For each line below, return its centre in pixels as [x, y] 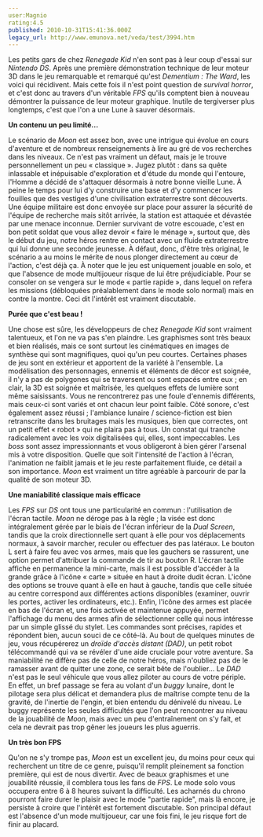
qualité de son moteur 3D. [50, 479]
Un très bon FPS [35, 743]
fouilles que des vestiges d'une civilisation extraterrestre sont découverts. [128, 199]
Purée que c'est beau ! [46, 314]
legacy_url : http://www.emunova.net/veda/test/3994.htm [101, 37]
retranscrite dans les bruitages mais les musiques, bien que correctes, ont [128, 421]
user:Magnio [27, 15]
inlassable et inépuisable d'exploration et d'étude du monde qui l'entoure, [127, 174]
